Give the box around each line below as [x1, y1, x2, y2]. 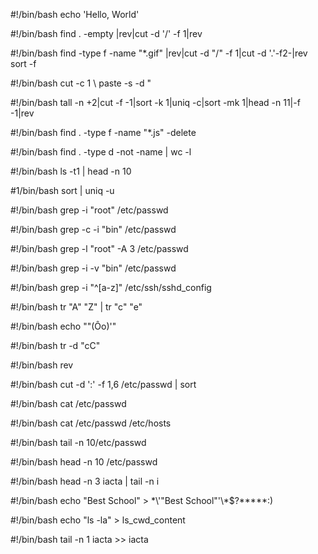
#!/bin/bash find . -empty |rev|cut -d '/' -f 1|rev [10, 28, 203, 39]
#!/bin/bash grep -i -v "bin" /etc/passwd [10, 262, 177, 274]
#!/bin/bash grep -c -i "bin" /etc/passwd [10, 224, 177, 235]
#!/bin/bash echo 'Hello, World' [10, 9, 140, 20]
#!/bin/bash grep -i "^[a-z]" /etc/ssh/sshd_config [10, 282, 212, 293]
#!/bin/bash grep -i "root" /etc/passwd [10, 204, 169, 216]
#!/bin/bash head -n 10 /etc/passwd [10, 456, 158, 468]
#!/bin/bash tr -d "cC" [10, 340, 101, 351]
